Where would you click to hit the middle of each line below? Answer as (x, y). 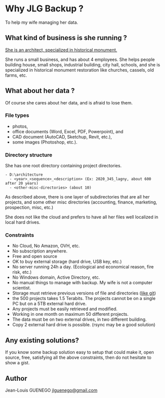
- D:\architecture (24, 175)
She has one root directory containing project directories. (63, 166)
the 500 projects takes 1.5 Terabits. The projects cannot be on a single (84, 298)
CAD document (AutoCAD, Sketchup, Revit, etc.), (62, 137)
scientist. (21, 288)
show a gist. (17, 363)
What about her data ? (40, 91)
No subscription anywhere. (40, 251)
